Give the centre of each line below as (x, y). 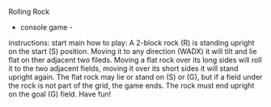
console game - (46, 27)
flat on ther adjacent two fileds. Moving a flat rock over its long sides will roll (135, 60)
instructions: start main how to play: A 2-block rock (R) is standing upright (131, 43)
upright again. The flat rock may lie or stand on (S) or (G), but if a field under (135, 77)
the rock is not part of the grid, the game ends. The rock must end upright (131, 85)
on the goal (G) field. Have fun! (60, 94)
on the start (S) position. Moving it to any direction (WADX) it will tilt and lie (133, 51)
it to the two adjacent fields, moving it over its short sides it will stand (123, 68)
